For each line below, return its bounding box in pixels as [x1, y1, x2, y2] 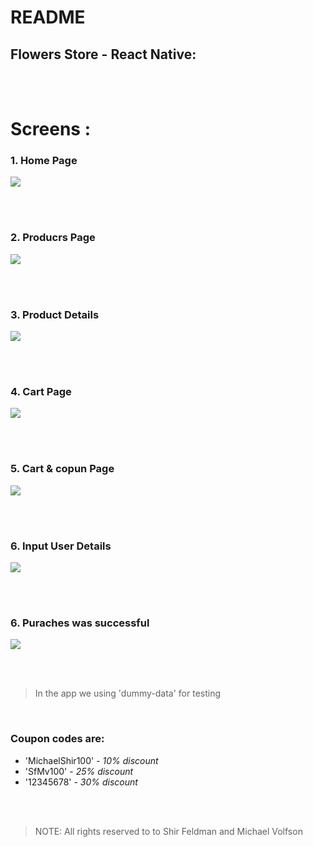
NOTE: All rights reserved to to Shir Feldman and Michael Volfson [34, 825, 303, 837]
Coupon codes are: [10, 732, 105, 746]
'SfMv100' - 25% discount [24, 765, 134, 777]
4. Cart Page [10, 385, 72, 398]
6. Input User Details [10, 539, 112, 553]
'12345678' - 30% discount [24, 776, 138, 788]
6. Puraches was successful [10, 616, 150, 630]
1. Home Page [10, 154, 78, 168]
